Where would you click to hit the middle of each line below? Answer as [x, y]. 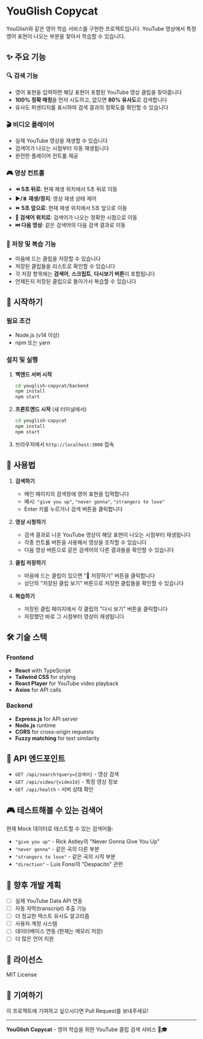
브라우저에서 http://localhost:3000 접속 [65, 444]
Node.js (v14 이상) [37, 335]
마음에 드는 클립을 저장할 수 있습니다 [58, 258]
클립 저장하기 [31, 562]
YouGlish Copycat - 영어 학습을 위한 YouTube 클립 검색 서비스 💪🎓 [87, 1029]
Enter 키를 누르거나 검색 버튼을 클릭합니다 [73, 509]
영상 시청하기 [31, 522]
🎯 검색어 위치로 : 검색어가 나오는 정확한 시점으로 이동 [76, 218]
